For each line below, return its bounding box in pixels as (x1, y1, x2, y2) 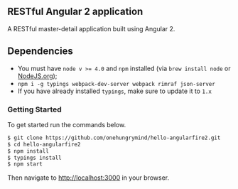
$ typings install (7, 154, 62, 161)
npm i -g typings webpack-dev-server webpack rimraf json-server (17, 80, 215, 87)
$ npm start (7, 161, 43, 168)
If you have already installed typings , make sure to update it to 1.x (17, 87, 212, 95)
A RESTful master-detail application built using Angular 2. (7, 24, 175, 33)
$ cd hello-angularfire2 (7, 141, 81, 148)
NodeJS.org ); (17, 71, 58, 80)
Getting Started (7, 104, 62, 114)
